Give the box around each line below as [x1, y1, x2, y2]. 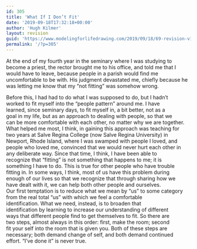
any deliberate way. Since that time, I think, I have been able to [6, 150, 157, 157]
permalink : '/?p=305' [6, 42, 59, 48]
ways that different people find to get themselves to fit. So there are [6, 212, 170, 219]
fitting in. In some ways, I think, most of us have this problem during [6, 169, 170, 176]
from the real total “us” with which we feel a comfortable [6, 193, 142, 200]
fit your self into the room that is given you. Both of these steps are [6, 224, 168, 232]
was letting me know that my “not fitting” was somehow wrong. [6, 82, 159, 89]
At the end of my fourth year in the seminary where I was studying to [6, 57, 172, 65]
